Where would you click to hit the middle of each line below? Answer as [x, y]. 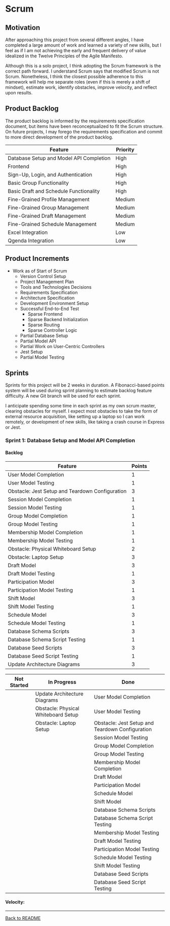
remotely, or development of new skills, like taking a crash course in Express [85, 422]
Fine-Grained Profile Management [49, 199]
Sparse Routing [44, 325]
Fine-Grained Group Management [49, 208]
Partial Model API [38, 341]
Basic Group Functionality [38, 183]
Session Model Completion [40, 499]
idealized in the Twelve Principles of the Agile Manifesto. [64, 56]
